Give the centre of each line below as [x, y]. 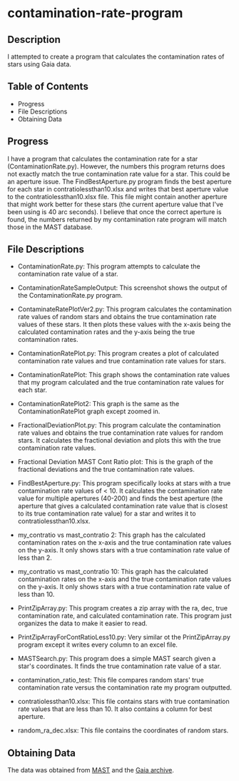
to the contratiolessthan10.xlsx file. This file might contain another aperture [117, 196]
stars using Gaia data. [39, 64]
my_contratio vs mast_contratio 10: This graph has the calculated [113, 572]
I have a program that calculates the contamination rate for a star [103, 158]
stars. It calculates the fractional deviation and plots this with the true [119, 440]
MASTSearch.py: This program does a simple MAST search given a [117, 659]
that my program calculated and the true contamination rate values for [121, 383]
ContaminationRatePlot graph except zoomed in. [89, 411]
